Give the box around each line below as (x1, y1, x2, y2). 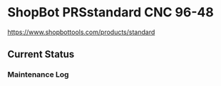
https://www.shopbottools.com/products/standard (7, 28, 155, 36)
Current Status (7, 48, 75, 60)
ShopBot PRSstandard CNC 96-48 (7, 4, 214, 21)
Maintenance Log (7, 70, 69, 80)
